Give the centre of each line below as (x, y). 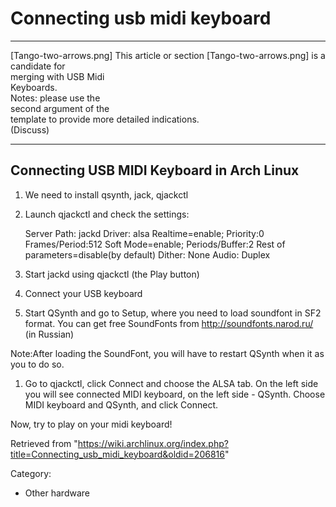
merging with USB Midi (57, 76)
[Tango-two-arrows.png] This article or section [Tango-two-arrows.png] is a (168, 55)
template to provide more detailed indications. (105, 119)
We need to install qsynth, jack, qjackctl (106, 194)
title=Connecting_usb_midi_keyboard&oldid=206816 (117, 454)
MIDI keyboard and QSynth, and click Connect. (121, 404)
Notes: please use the (55, 98)
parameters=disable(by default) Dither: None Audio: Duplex (147, 254)
